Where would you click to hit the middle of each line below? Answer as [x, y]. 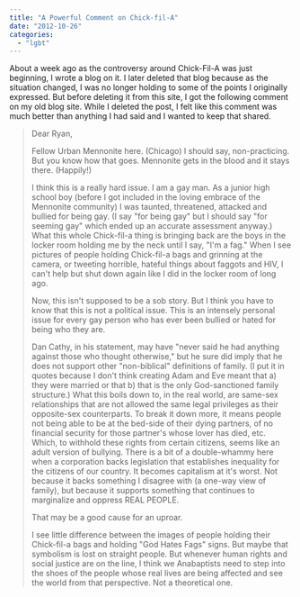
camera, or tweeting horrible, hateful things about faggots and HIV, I [157, 264]
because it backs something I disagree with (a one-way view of [149, 481]
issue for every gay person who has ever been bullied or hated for [154, 320]
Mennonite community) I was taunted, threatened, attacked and [149, 207]
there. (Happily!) [62, 170]
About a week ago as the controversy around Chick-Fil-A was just [131, 68]
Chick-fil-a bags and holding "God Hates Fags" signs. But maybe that [160, 545]
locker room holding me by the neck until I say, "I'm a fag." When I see [161, 245]
